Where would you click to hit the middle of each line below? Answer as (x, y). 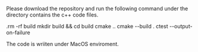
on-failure (18, 32)
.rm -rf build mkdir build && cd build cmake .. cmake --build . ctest (87, 26)
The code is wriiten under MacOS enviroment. (62, 44)
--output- (181, 26)
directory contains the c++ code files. (52, 15)
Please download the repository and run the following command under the (97, 9)
